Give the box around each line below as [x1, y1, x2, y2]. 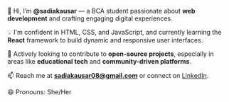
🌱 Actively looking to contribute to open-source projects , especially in [7, 50, 215, 58]
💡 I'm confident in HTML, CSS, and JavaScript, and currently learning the [7, 28, 222, 36]
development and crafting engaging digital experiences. [7, 14, 173, 23]
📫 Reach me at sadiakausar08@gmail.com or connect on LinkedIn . [7, 72, 209, 79]
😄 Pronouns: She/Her [7, 88, 72, 96]
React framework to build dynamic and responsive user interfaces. [7, 36, 203, 44]
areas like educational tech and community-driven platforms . [7, 57, 192, 65]
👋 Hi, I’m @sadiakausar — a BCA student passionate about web [7, 7, 196, 15]
